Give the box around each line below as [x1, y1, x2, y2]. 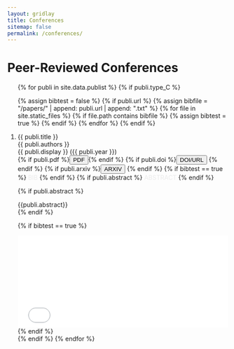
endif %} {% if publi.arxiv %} [17, 165, 102, 173]
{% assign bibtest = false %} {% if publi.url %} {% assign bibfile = [17, 97, 208, 105]
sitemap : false [7, 23, 52, 30]
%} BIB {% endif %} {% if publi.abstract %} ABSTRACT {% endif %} [17, 173, 214, 182]
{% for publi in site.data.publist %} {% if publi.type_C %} [17, 83, 181, 92]
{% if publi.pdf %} [17, 156, 70, 164]
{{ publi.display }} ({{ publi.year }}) [17, 148, 117, 156]
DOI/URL [179, 156, 205, 164]
